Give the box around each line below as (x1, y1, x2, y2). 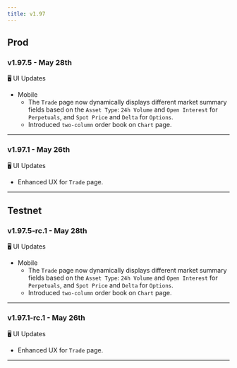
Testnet (7, 205, 42, 216)
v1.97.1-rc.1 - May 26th (7, 313, 86, 323)
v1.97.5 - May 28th (7, 57, 73, 67)
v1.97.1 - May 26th (7, 145, 71, 155)
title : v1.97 (7, 10, 46, 18)
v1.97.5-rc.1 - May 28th (7, 225, 87, 235)
